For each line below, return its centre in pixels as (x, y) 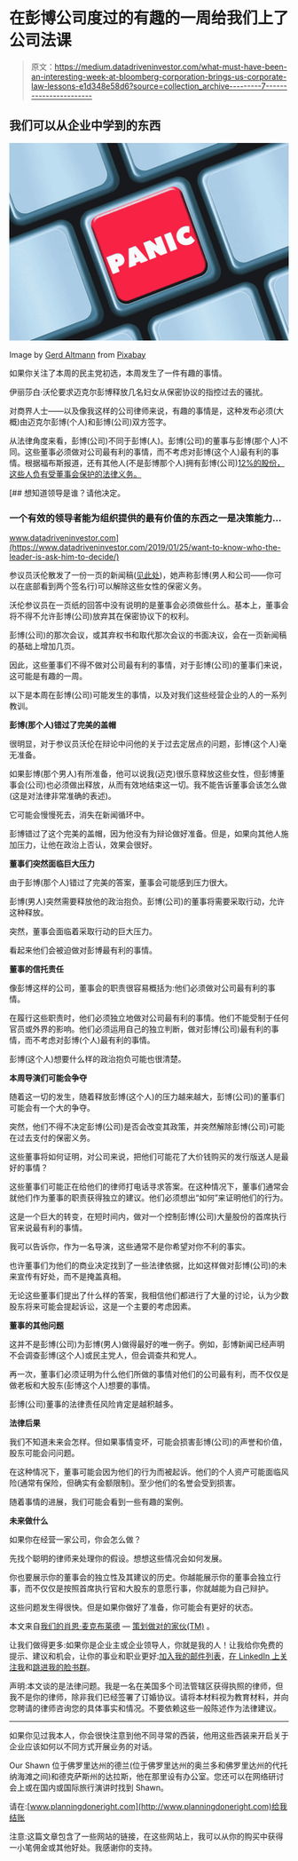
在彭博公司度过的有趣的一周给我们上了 (149, 18)
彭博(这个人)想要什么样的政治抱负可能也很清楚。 (98, 1058)
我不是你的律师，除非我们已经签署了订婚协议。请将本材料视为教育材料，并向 (149, 1697)
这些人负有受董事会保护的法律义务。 (75, 474)
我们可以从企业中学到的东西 (85, 126)
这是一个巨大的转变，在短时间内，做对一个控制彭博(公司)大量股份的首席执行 (148, 1216)
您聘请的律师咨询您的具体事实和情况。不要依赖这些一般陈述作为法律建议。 (145, 1708)
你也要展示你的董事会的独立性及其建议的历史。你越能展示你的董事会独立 (141, 1577)
